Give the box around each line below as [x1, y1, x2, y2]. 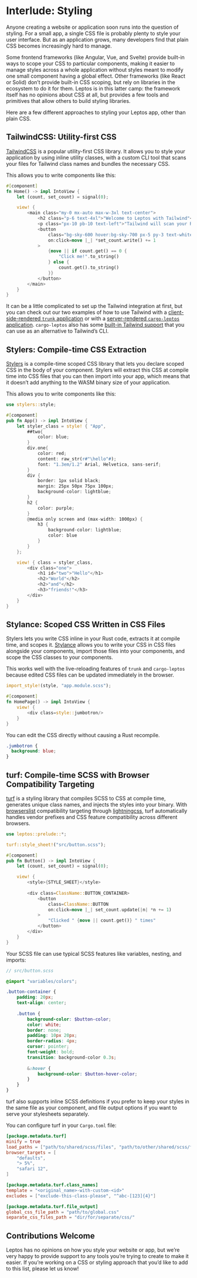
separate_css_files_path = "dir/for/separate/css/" [6, 1215, 135, 1220]
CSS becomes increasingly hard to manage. [6, 42, 113, 49]
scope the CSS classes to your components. [6, 654, 113, 661]
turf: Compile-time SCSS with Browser [6, 770, 150, 780]
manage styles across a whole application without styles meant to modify [6, 66, 184, 73]
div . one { [27, 445, 49, 451]
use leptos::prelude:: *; [6, 831, 67, 837]
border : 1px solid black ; [37, 478, 101, 484]
